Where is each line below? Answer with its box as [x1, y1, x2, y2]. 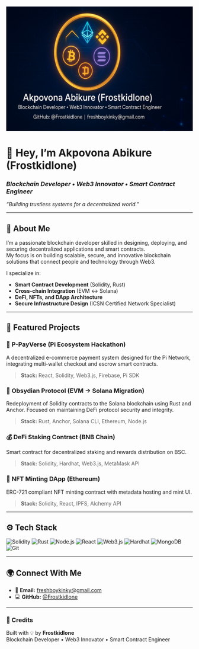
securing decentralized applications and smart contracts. [6, 245, 146, 252]
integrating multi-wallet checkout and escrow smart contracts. [6, 360, 158, 367]
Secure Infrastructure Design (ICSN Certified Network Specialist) [14, 300, 176, 307]
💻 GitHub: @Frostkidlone [14, 593, 78, 600]
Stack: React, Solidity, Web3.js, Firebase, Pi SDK [20, 372, 140, 379]
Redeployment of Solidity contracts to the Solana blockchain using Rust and [6, 399, 191, 407]
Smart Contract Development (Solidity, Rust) [14, 281, 126, 288]
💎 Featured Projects [6, 322, 81, 333]
